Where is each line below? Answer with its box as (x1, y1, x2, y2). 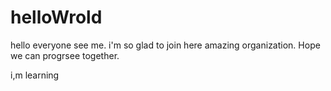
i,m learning (10, 69, 60, 81)
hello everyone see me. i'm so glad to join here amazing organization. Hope (10, 39, 321, 51)
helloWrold (10, 6, 103, 29)
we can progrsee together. (10, 49, 120, 61)
